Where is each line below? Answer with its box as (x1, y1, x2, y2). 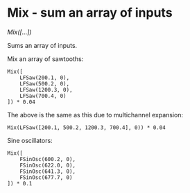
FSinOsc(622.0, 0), (19, 162, 76, 169)
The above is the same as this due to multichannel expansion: (7, 110, 184, 119)
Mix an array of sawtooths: (7, 54, 84, 63)
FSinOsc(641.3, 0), (19, 168, 76, 175)
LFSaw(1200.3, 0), (19, 86, 73, 93)
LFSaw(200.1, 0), (19, 74, 70, 81)
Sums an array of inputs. (7, 41, 78, 49)
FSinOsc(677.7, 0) (19, 174, 73, 181)
